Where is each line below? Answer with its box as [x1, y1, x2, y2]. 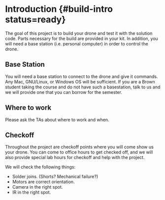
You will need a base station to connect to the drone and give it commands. [5, 73, 158, 80]
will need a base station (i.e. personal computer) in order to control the [5, 40, 149, 46]
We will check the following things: [5, 164, 76, 170]
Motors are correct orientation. [12, 179, 75, 185]
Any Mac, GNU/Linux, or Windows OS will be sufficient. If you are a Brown [5, 79, 155, 84]
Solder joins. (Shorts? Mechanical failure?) [12, 174, 99, 180]
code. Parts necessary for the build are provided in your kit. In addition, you [5, 36, 159, 41]
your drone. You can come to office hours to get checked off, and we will [5, 149, 153, 155]
